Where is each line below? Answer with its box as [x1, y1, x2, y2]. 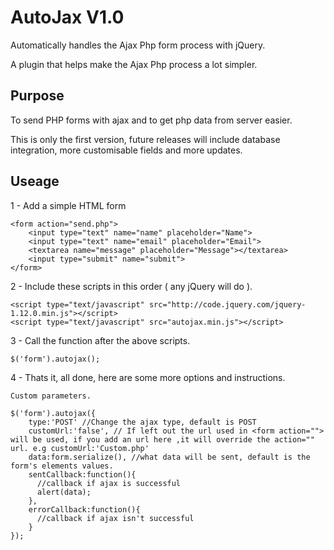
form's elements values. [10, 461, 114, 471]
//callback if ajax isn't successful [36, 513, 195, 523]
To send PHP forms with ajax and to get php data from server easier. [10, 114, 293, 126]
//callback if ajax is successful [36, 478, 182, 488]
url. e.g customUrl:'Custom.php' [10, 443, 150, 453]
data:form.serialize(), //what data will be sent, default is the [28, 452, 311, 462]
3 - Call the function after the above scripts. [10, 334, 191, 346]
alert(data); [36, 487, 92, 497]
